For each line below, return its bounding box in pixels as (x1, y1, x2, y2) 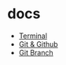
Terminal (18, 31, 48, 40)
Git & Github (18, 39, 58, 48)
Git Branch (18, 48, 53, 57)
